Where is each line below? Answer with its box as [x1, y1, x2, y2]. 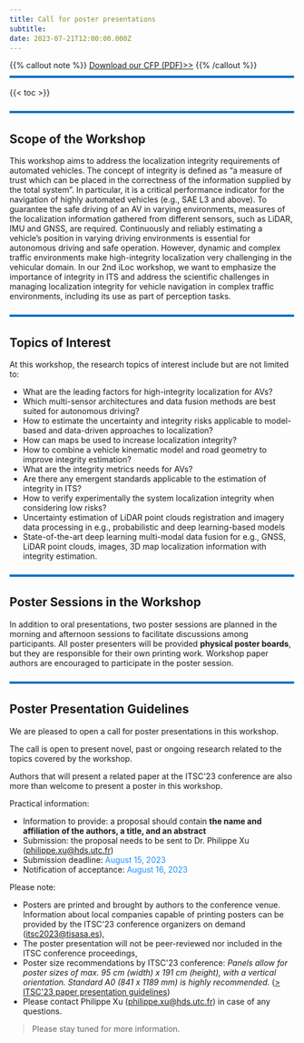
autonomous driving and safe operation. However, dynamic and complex [9, 242, 281, 254]
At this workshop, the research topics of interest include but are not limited [9, 359, 289, 370]
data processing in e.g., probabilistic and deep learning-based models [22, 521, 286, 532]
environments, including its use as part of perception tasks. [9, 291, 231, 302]
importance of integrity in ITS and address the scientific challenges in [9, 271, 270, 282]
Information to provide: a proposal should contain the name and [22, 815, 262, 826]
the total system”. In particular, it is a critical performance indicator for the [9, 185, 285, 196]
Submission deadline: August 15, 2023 [22, 854, 166, 865]
